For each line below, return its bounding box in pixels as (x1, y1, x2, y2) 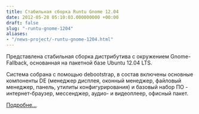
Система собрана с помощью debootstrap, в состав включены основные (6, 71, 194, 78)
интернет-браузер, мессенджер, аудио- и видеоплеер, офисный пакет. (6, 90, 189, 97)
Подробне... (6, 101, 37, 108)
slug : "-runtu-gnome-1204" (6, 25, 74, 32)
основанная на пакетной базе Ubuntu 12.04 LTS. (29, 59, 152, 66)
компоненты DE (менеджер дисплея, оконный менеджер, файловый (6, 77, 182, 84)
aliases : (6, 31, 28, 37)
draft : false (6, 20, 39, 26)
